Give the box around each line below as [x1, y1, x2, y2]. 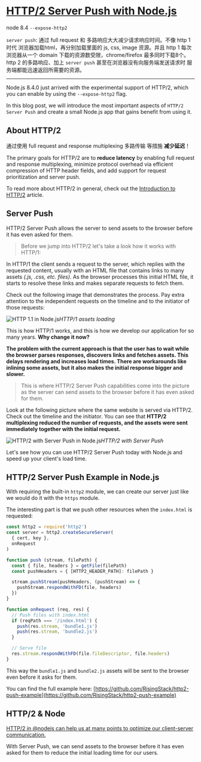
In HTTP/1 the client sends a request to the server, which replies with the [6, 260, 185, 268]
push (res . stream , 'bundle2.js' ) [17, 629, 98, 635]
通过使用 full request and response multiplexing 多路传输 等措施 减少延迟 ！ [6, 142, 190, 149]
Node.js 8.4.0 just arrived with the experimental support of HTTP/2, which [6, 84, 189, 91]
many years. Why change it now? [6, 333, 90, 341]
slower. [6, 370, 25, 378]
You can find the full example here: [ [6, 685, 96, 692]
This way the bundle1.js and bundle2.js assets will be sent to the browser [6, 667, 190, 674]
